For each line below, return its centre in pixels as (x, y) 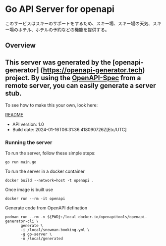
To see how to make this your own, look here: (52, 105)
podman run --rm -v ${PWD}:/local (41, 217)
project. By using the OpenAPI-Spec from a (73, 78)
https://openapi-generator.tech (93, 70)
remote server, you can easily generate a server (81, 85)
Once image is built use (29, 190)
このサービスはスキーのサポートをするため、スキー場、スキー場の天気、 (79, 23)
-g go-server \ (36, 234)
